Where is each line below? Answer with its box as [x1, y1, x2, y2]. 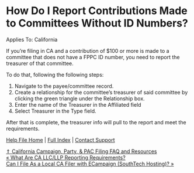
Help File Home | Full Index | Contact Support [6, 136, 115, 143]
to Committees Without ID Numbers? [6, 16, 188, 30]
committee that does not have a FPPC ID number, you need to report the [6, 53, 180, 60]
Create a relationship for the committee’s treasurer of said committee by [14, 89, 188, 96]
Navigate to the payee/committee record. [14, 82, 114, 89]
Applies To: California [6, 36, 58, 43]
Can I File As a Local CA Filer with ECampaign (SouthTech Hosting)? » [6, 160, 174, 167]
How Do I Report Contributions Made [6, 4, 188, 18]
